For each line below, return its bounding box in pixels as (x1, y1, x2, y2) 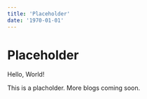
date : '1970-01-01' (7, 17, 64, 24)
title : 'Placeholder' (7, 10, 71, 18)
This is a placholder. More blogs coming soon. (7, 84, 141, 92)
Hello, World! (7, 70, 45, 79)
